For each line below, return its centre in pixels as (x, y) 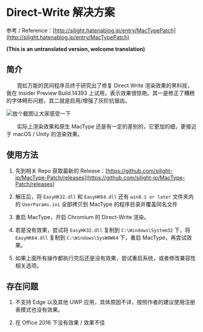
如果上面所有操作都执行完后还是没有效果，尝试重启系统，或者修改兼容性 (105, 258)
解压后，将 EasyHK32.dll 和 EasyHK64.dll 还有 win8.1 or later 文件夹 (102, 196)
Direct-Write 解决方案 (61, 12)
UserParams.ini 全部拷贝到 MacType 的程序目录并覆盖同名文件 (100, 204)
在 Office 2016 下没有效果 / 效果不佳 (60, 323)
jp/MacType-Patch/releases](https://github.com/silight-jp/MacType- (100, 177)
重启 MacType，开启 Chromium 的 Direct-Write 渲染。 (82, 217)
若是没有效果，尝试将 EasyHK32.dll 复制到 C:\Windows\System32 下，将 (103, 230)
